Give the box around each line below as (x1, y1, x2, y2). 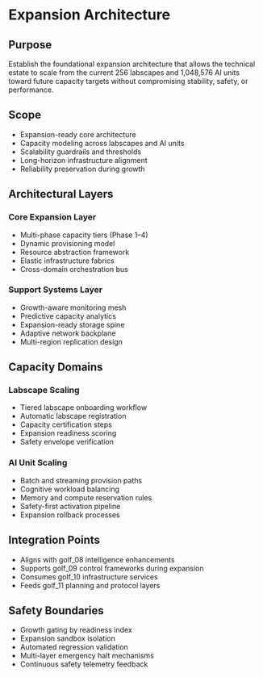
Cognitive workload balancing (19, 484, 119, 494)
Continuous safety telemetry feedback (19, 659, 148, 669)
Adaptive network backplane (19, 328, 116, 338)
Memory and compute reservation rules (19, 492, 152, 502)
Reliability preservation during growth (19, 164, 145, 173)
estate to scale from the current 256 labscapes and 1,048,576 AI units (8, 68, 240, 77)
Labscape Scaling (8, 385, 80, 396)
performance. (8, 85, 54, 94)
